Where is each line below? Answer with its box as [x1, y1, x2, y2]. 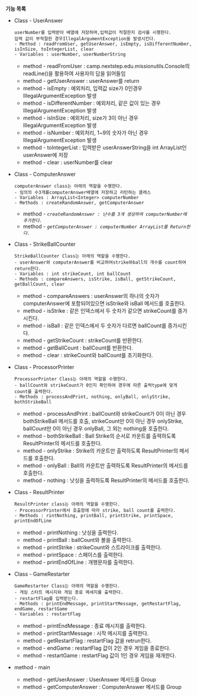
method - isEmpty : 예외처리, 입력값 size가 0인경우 [22, 85, 143, 92]
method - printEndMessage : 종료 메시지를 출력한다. [22, 623, 147, 629]
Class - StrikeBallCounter [14, 240, 76, 248]
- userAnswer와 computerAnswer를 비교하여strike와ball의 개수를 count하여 [14, 259, 187, 265]
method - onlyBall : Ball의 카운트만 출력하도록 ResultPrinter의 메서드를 [22, 462, 189, 469]
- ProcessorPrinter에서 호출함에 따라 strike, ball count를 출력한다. [14, 508, 176, 514]
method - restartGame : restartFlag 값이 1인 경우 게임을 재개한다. [22, 652, 177, 659]
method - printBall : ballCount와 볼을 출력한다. [22, 537, 133, 543]
